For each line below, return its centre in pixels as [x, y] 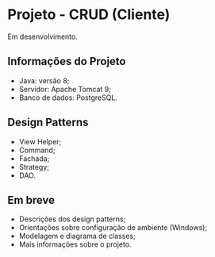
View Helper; [40, 141]
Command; [37, 150]
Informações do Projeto [67, 61]
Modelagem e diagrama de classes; [77, 236]
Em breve [31, 200]
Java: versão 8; [44, 80]
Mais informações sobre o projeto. [75, 244]
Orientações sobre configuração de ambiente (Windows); [113, 228]
